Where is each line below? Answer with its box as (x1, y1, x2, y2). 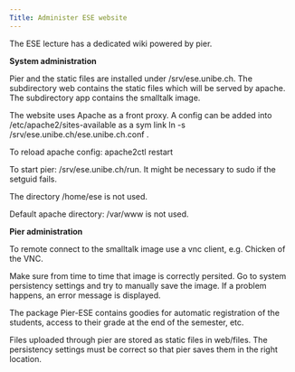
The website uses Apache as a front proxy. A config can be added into (9, 109, 272, 120)
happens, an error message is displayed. (9, 290, 161, 301)
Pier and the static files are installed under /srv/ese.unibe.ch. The (9, 73, 253, 84)
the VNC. (9, 253, 43, 264)
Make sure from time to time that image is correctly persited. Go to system (9, 270, 287, 281)
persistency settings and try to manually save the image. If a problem (9, 280, 267, 291)
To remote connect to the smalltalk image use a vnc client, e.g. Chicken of (9, 243, 286, 254)
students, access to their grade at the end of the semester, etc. (9, 317, 244, 328)
